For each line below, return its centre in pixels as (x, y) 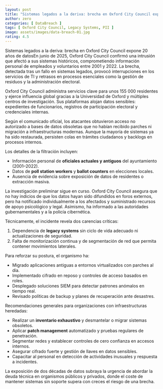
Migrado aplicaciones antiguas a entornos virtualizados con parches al (83, 265)
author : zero (18, 19)
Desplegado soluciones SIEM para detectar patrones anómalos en (78, 286)
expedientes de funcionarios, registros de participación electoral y (71, 107)
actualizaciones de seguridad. (42, 236)
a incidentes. (25, 362)
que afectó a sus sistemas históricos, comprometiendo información (72, 61)
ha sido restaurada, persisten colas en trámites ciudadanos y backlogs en (79, 136)
